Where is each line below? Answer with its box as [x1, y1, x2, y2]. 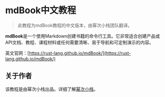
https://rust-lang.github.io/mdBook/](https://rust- [29, 50, 131, 56]
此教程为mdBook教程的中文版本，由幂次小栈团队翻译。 [17, 22, 133, 28]
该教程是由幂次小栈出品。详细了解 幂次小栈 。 [5, 86, 98, 92]
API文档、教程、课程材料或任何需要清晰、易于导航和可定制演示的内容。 [5, 39, 154, 45]
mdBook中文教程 [5, 5, 77, 16]
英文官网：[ [5, 50, 29, 56]
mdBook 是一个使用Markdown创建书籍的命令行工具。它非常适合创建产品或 [5, 33, 160, 39]
